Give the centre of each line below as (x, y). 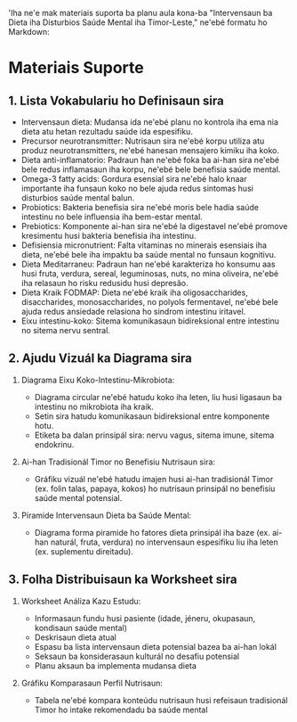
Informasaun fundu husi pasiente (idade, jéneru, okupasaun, (145, 618)
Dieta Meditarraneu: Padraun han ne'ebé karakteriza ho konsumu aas (148, 264)
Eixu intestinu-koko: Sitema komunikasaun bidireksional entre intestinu (150, 321)
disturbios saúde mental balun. (78, 198)
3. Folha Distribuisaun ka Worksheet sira (123, 580)
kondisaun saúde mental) (81, 628)
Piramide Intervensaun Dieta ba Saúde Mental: (106, 515)
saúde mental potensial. (78, 497)
